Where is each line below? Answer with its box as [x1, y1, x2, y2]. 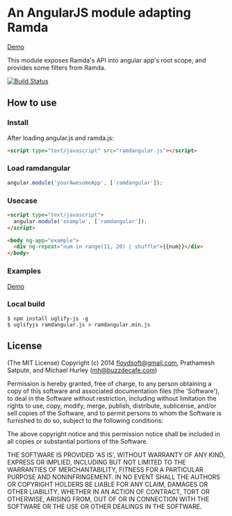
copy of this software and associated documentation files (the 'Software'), [7, 387, 220, 395]
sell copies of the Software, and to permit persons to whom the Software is [7, 408, 222, 417]
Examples [7, 266, 42, 276]
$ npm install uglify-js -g [7, 315, 89, 322]
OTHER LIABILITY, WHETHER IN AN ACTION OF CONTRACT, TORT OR [7, 488, 210, 496]
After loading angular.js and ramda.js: [7, 133, 115, 142]
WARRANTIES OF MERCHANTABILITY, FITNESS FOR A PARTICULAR [7, 465, 204, 474]
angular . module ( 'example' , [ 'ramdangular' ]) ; [13, 217, 148, 225]
